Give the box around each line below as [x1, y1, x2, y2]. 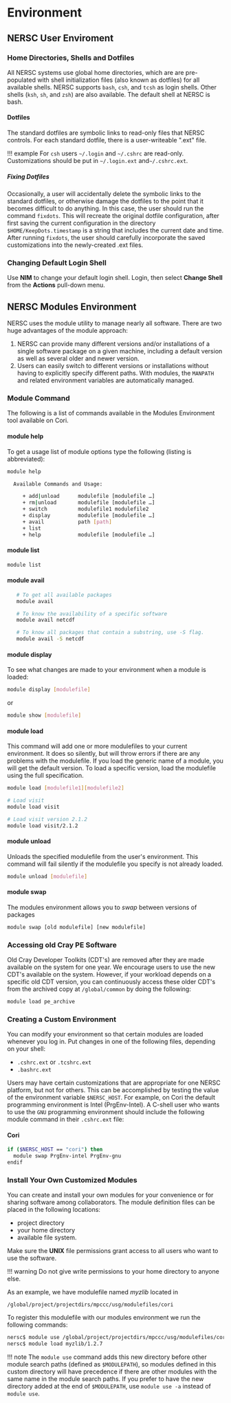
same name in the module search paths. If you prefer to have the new [7, 1375, 204, 1383]
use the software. [7, 1254, 57, 1263]
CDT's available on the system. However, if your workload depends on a [7, 970, 212, 979]
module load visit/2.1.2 [7, 822, 78, 829]
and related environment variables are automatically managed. [16, 376, 195, 384]
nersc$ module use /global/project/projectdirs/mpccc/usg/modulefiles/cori [7, 1334, 229, 1341]
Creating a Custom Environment [7, 1014, 117, 1024]
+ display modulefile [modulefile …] [22, 512, 155, 519]
